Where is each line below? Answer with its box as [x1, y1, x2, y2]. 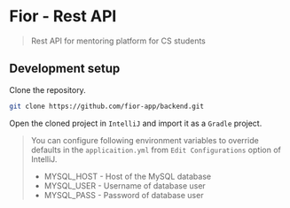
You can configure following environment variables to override [30, 135, 259, 145]
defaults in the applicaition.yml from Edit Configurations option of [30, 144, 281, 155]
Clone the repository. [9, 84, 86, 95]
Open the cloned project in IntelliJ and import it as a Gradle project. [9, 118, 263, 128]
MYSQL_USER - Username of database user [43, 180, 206, 191]
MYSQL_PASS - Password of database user [43, 189, 204, 200]
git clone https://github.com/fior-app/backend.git [9, 102, 204, 111]
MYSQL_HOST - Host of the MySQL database [43, 171, 211, 181]
